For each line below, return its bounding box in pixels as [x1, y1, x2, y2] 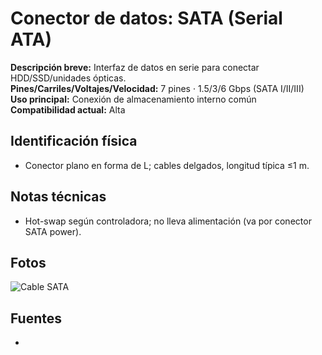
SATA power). [24, 225, 82, 237]
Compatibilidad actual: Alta [10, 103, 126, 116]
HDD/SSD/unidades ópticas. [10, 72, 127, 84]
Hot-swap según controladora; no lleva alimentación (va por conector [24, 215, 312, 227]
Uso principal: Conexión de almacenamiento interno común [10, 93, 257, 105]
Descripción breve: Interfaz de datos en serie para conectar [10, 61, 260, 73]
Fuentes [10, 310, 63, 327]
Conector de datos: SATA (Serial [10, 7, 283, 30]
